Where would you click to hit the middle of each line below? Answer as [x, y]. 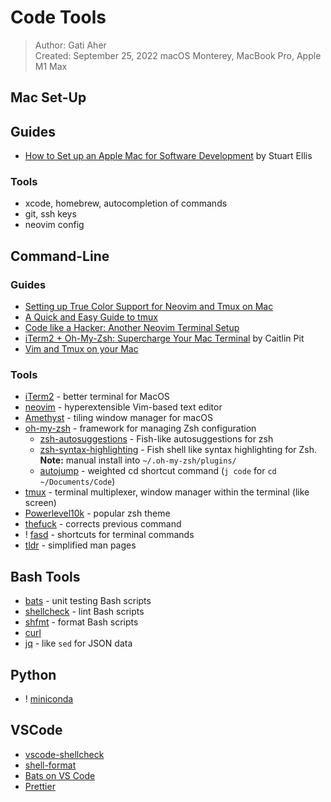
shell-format [50, 765]
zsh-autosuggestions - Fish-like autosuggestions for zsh [156, 439]
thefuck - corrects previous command [103, 524]
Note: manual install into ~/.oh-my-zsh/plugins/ [138, 460]
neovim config [54, 225]
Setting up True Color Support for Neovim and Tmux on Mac [149, 307]
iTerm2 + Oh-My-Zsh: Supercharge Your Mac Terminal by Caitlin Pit [164, 338]
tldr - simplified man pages [80, 545]
